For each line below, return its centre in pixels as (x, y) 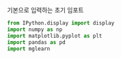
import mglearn (29, 49)
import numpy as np (35, 29)
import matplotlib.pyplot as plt (55, 36)
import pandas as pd (37, 42)
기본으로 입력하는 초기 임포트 (45, 10)
